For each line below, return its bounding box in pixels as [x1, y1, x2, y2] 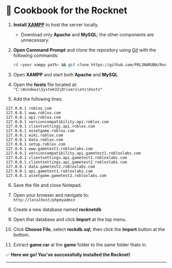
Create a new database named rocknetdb [13, 206, 102, 212]
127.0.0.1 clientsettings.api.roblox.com [6, 123, 95, 129]
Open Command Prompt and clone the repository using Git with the [13, 47, 156, 53]
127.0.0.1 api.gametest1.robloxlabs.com [6, 169, 93, 174]
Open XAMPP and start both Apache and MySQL [13, 71, 118, 77]
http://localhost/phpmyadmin [13, 197, 76, 202]
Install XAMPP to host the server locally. [13, 22, 99, 28]
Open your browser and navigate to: [13, 192, 89, 198]
